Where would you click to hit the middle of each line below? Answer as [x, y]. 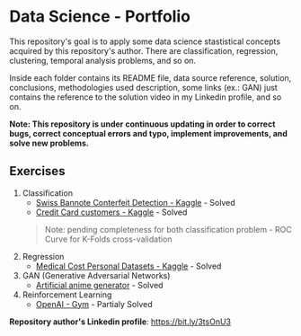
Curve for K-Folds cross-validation [108, 239]
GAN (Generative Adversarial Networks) [96, 275]
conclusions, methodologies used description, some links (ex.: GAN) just [144, 87]
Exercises [37, 171]
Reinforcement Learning [67, 295]
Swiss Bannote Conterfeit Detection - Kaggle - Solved [135, 202]
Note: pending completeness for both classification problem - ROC [168, 229]
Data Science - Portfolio [100, 17]
